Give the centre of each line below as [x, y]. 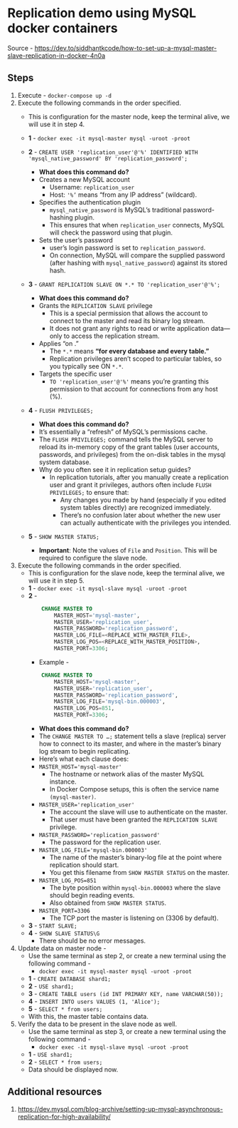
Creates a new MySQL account [84, 179]
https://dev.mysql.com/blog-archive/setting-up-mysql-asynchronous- [120, 1109]
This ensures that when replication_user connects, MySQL [137, 225]
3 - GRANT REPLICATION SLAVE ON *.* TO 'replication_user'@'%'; [124, 284]
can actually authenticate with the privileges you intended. [146, 523]
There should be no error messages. [92, 940]
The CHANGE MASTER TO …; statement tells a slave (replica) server [132, 736]
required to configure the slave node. [93, 558]
